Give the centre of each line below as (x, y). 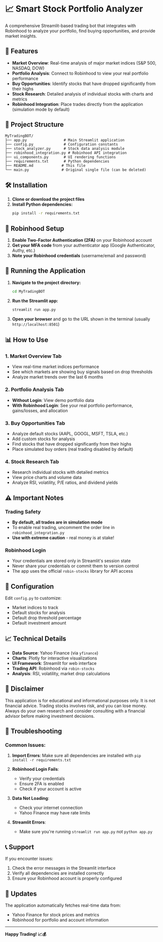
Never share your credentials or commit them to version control (75, 566)
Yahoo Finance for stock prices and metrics (56, 914)
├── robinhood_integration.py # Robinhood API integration (66, 153)
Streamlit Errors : (29, 822)
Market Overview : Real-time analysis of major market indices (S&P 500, (84, 63)
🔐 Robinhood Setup (35, 228)
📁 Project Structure (34, 124)
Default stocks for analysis (39, 612)
